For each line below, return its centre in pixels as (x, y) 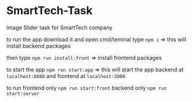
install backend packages (39, 46)
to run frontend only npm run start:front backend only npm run (86, 88)
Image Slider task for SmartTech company (60, 27)
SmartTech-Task (50, 11)
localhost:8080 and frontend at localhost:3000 (66, 76)
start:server (23, 93)
